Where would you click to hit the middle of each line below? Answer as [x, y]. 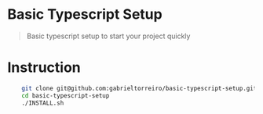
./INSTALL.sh [43, 103]
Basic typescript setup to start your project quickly [108, 36]
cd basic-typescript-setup [66, 95]
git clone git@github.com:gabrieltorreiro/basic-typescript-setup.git [139, 88]
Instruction [44, 68]
